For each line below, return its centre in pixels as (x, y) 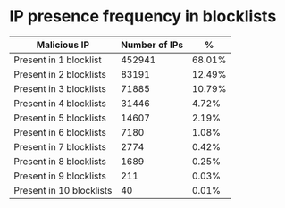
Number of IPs (152, 45)
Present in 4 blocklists (60, 103)
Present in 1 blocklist (58, 60)
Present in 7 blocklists (60, 146)
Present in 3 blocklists (60, 88)
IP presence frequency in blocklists (143, 17)
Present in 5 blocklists (60, 118)
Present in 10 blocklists (63, 190)
